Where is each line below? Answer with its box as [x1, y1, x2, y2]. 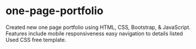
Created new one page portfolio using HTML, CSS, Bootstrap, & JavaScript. [5, 24, 191, 31]
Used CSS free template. [5, 36, 67, 43]
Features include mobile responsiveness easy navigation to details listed [5, 30, 183, 37]
